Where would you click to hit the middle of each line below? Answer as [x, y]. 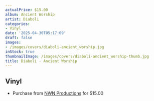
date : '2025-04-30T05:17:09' [36, 33]
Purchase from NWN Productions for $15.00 [58, 93]
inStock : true [20, 51]
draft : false [19, 38]
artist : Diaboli [22, 19]
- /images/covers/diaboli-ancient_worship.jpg [55, 47]
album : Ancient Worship [30, 14]
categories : [18, 24]
